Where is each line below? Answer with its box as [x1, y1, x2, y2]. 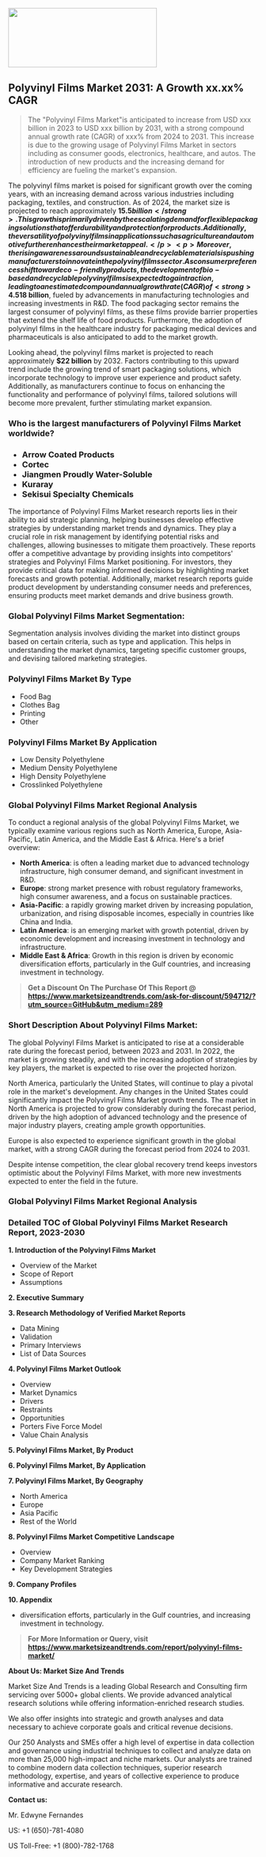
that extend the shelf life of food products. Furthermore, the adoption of [8, 315, 242, 325]
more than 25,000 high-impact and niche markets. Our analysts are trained [8, 1754, 253, 1764]
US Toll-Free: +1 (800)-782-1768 [8, 1840, 115, 1850]
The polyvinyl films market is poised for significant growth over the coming [8, 181, 253, 190]
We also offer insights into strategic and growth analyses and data [8, 1714, 224, 1723]
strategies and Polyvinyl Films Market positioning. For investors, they [8, 557, 233, 566]
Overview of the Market [19, 1260, 97, 1270]
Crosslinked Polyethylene [19, 780, 103, 789]
